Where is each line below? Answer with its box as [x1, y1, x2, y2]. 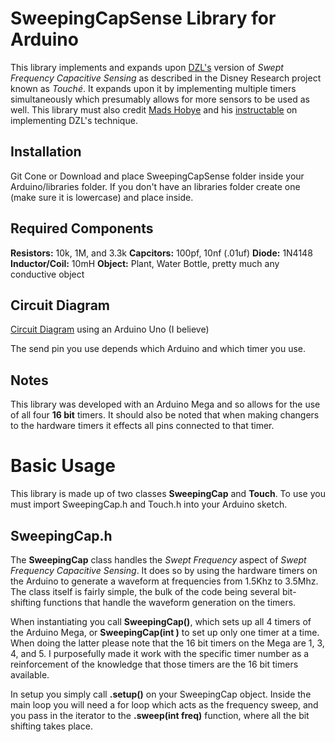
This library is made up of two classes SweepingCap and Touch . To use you [10, 488, 326, 500]
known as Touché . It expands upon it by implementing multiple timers [10, 82, 297, 94]
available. [10, 668, 50, 681]
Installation [10, 143, 82, 161]
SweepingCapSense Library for [10, 7, 277, 30]
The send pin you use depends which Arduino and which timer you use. [10, 343, 307, 355]
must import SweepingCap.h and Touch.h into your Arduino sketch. [10, 498, 288, 511]
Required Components [10, 220, 154, 237]
